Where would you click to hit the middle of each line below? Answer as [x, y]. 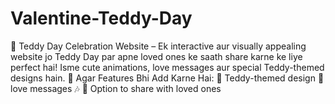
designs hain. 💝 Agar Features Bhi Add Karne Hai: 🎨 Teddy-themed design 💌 [167, 78]
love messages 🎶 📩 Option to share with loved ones [116, 88]
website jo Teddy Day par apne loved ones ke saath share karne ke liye [156, 56]
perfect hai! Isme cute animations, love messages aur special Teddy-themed [167, 67]
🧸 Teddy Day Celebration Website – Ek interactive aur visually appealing [158, 46]
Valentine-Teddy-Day [101, 18]
